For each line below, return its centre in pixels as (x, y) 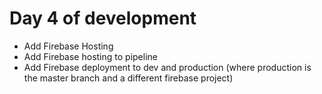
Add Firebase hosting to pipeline (90, 56)
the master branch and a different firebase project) (128, 78)
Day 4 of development (103, 18)
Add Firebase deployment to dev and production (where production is (167, 67)
